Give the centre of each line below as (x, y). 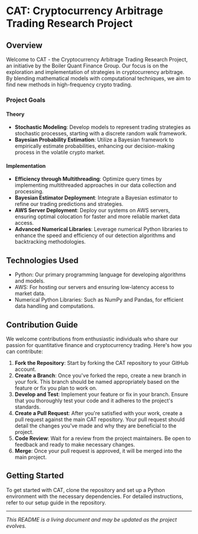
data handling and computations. (55, 306)
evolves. (16, 526)
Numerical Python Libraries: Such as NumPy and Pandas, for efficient (99, 300)
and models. (30, 281)
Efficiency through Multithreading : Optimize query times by (88, 179)
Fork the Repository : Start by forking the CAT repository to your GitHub (101, 363)
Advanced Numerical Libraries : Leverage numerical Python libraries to (101, 229)
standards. (28, 407)
